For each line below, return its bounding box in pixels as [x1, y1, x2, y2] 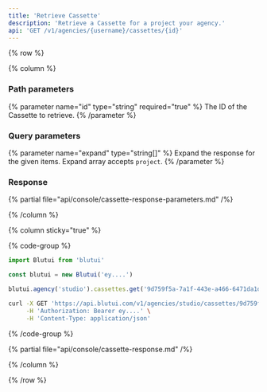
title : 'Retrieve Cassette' [8, 11, 102, 20]
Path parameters [8, 84, 74, 95]
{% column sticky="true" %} [8, 225, 102, 235]
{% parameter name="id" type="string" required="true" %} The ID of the [8, 101, 248, 112]
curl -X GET [8, 300, 48, 308]
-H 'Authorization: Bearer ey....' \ [25, 307, 151, 315]
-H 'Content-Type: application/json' [25, 314, 151, 323]
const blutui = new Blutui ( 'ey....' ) [8, 271, 133, 279]
